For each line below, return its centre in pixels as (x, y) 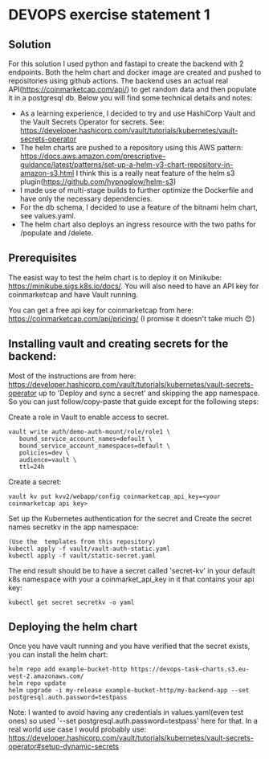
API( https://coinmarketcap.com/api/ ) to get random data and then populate (132, 89)
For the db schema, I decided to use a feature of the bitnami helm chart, (139, 207)
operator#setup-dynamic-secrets (63, 747)
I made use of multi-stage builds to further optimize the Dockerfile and (137, 190)
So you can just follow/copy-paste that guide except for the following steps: (134, 401)
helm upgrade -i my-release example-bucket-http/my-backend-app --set (129, 691)
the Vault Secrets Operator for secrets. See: (92, 122)
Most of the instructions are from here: (72, 376)
